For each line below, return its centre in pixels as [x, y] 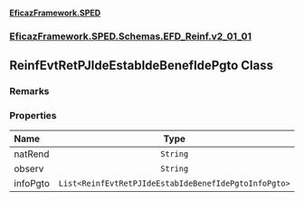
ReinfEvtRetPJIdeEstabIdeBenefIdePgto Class [142, 65]
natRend [32, 154]
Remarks [29, 91]
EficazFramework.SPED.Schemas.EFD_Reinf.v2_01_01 [130, 36]
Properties [33, 115]
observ [29, 169]
